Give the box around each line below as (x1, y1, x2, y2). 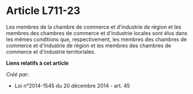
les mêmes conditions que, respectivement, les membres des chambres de (6, 36, 187, 43)
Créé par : (6, 71, 29, 78)
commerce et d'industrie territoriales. (6, 48, 96, 55)
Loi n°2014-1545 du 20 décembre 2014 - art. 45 (14, 82, 130, 89)
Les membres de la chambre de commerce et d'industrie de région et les (6, 23, 181, 30)
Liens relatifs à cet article (6, 60, 69, 67)
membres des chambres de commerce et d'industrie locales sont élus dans (6, 29, 188, 36)
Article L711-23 (6, 4, 81, 18)
